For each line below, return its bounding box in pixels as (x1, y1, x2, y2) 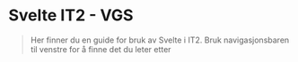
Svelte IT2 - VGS (8, 5, 134, 26)
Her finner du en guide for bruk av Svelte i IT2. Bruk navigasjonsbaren (30, 35, 290, 45)
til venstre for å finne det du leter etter (30, 43, 171, 54)
